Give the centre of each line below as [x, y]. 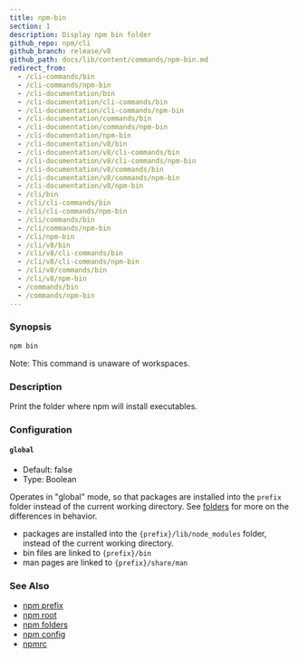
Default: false [48, 470]
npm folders [45, 625]
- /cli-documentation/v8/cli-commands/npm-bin [107, 161]
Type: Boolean [49, 480]
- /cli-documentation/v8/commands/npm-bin [99, 177]
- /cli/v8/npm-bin [53, 279]
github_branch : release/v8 [60, 52]
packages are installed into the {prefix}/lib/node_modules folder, [144, 534]
